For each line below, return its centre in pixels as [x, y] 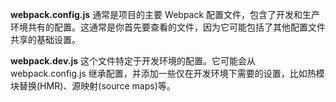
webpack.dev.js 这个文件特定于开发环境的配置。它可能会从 [133, 61]
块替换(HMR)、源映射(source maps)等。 [93, 86]
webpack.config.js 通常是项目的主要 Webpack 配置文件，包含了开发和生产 [165, 14]
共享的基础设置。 [45, 39]
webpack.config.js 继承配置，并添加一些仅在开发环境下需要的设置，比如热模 [167, 73]
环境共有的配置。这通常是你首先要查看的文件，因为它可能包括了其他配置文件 [168, 27]
